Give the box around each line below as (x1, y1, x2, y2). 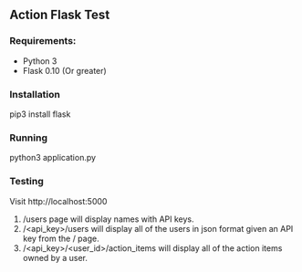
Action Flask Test (9, 7, 110, 23)
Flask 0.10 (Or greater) (22, 65, 107, 76)
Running (9, 131, 48, 144)
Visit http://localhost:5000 (9, 195, 108, 206)
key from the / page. (22, 233, 99, 244)
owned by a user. (22, 252, 89, 263)
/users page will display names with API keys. (22, 214, 194, 225)
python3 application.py (9, 152, 97, 163)
